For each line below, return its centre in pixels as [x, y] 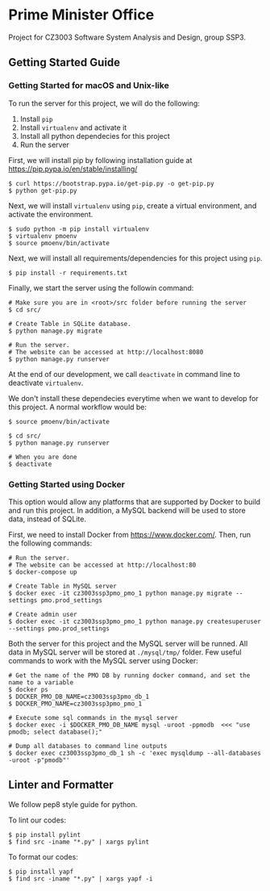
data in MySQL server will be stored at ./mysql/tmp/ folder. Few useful [125, 652]
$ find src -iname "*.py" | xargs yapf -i [81, 878]
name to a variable [41, 682]
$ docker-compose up [43, 572]
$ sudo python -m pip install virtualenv [79, 229]
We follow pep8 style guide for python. [73, 804]
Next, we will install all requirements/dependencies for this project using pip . [135, 258]
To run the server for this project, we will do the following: [104, 103]
